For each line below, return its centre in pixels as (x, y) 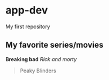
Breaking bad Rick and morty (41, 59)
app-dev (27, 10)
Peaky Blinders (38, 71)
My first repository (28, 26)
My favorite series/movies (54, 45)
